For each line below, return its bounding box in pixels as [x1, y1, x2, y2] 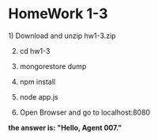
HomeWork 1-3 [8, 5, 108, 23]
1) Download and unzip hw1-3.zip [8, 31, 116, 40]
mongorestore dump [19, 61, 87, 71]
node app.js [19, 92, 58, 101]
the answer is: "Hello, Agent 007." [8, 123, 122, 132]
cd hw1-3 [19, 46, 51, 55]
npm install [19, 77, 56, 86]
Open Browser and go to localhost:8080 [19, 108, 151, 117]
